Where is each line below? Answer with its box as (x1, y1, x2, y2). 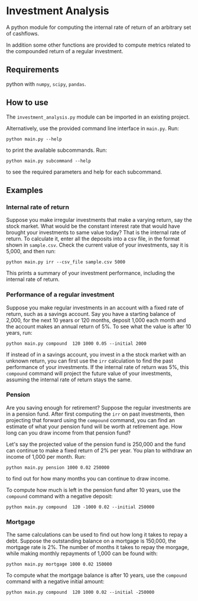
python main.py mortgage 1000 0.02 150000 (6, 561, 112, 567)
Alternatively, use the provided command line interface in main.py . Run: (6, 125, 179, 132)
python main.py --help (6, 136, 62, 142)
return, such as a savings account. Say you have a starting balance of (6, 310, 176, 317)
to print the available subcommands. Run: (6, 146, 108, 153)
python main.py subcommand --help (6, 158, 92, 164)
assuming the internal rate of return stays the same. (6, 376, 132, 383)
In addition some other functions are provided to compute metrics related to (6, 41, 191, 48)
